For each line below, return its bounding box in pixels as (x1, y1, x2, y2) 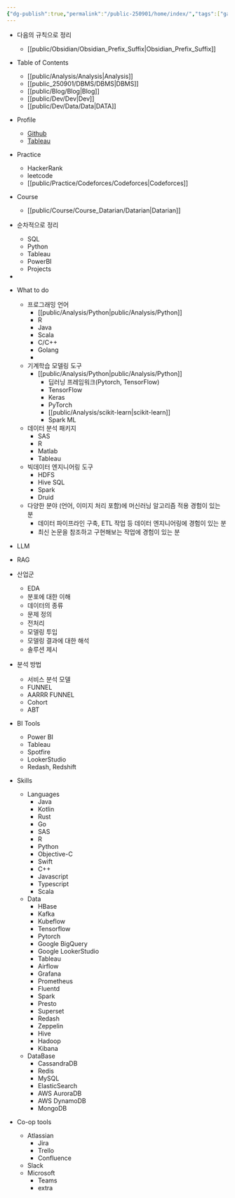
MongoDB (37, 1104, 67, 1112)
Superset (37, 1007, 65, 1015)
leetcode (27, 171, 53, 179)
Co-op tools (16, 1117, 52, 1126)
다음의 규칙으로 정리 (16, 30, 72, 39)
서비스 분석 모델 (27, 675, 71, 683)
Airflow (37, 961, 59, 970)
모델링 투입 (27, 627, 58, 636)
